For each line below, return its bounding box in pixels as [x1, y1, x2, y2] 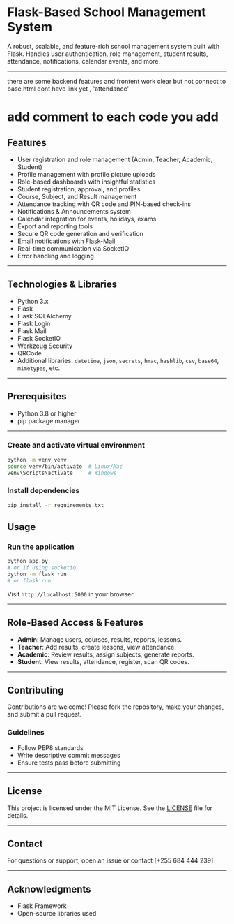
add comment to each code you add [7, 109, 219, 125]
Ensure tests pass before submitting [17, 758, 121, 767]
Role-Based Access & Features [7, 617, 144, 629]
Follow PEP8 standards [17, 743, 84, 751]
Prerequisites [7, 390, 67, 402]
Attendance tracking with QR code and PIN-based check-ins [17, 200, 192, 208]
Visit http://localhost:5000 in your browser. [7, 589, 135, 598]
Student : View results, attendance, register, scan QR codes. [17, 657, 189, 666]
